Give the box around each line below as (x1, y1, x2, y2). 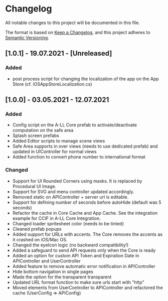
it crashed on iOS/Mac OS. (12, 236, 68, 242)
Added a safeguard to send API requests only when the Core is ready (12, 247, 156, 253)
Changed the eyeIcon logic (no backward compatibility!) (12, 242, 129, 248)
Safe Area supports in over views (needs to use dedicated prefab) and (12, 143, 158, 149)
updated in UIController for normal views (12, 148, 97, 155)
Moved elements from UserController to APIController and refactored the (12, 284, 163, 290)
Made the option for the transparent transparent (12, 274, 112, 280)
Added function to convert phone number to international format (12, 154, 145, 160)
